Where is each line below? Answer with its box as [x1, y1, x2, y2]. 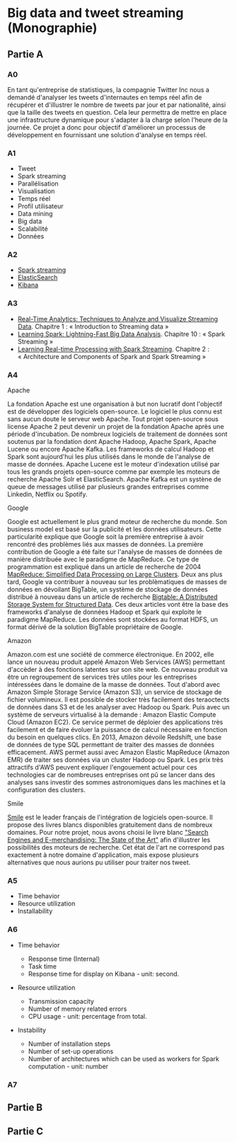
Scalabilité [17, 224, 48, 233]
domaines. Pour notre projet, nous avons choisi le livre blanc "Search [7, 828, 209, 837]
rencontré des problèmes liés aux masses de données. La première [7, 540, 204, 549]
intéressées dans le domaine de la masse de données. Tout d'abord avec [7, 680, 221, 689]
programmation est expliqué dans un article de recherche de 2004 [7, 563, 202, 571]
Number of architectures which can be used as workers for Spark [28, 1054, 219, 1063]
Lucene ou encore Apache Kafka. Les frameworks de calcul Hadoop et [7, 445, 214, 454]
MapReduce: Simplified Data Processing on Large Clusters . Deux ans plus [7, 570, 223, 578]
